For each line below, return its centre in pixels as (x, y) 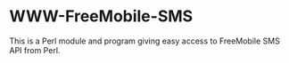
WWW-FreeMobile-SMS (101, 16)
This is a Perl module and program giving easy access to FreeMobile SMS (145, 41)
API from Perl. (35, 50)
